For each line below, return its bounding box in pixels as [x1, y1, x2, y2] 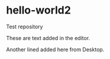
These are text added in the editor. [6, 34, 90, 41]
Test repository [6, 23, 43, 30]
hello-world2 [6, 4, 71, 17]
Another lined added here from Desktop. [6, 45, 105, 53]
